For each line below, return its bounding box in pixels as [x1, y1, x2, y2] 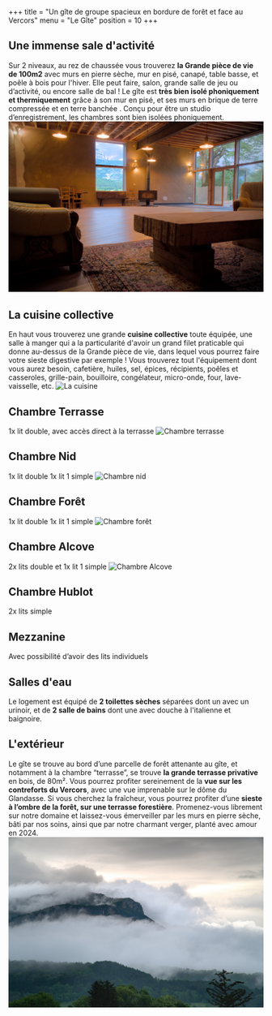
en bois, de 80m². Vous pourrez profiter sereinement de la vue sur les [8, 776, 243, 786]
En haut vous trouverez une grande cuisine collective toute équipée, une [8, 329, 253, 339]
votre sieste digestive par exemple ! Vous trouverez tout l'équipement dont [8, 355, 257, 365]
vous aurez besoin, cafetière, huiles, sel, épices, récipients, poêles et [8, 364, 239, 374]
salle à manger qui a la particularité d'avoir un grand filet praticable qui [8, 338, 244, 348]
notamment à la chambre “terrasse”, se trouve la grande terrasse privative [8, 767, 259, 777]
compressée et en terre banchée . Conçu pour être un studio [8, 103, 211, 113]
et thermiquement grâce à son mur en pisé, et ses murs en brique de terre [8, 95, 258, 105]
